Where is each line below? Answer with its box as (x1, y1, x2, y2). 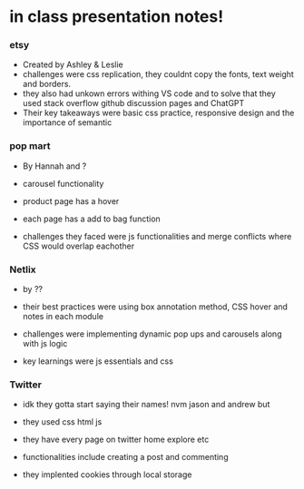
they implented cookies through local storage (22, 469, 192, 480)
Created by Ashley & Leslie (22, 59, 124, 70)
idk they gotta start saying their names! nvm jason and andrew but (22, 399, 270, 410)
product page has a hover (22, 195, 120, 206)
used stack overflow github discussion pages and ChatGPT (22, 98, 245, 109)
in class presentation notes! (9, 6, 224, 27)
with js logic (22, 338, 68, 349)
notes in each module (22, 311, 104, 322)
